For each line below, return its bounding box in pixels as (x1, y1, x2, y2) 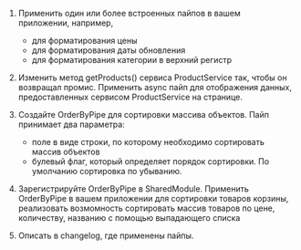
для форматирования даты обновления (31, 45, 186, 56)
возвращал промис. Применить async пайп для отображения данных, (17, 82, 292, 92)
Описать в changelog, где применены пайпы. (17, 230, 194, 241)
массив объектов (31, 146, 100, 157)
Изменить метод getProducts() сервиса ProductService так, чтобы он (17, 72, 287, 83)
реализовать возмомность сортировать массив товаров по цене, (17, 203, 275, 214)
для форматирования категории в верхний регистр (31, 55, 233, 65)
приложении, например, (17, 17, 114, 28)
